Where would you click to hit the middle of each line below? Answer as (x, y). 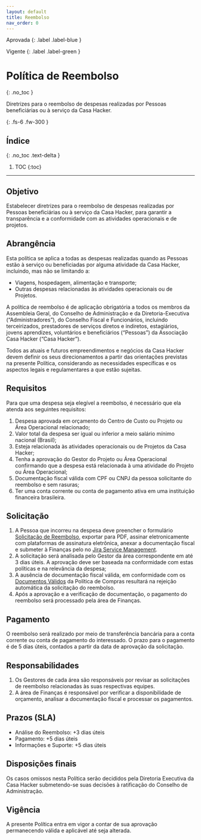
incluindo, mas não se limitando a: (48, 271)
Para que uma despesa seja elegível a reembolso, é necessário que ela (94, 403)
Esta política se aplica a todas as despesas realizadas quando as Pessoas (97, 258)
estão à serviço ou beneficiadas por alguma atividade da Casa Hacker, (93, 264)
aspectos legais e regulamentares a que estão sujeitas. (74, 369)
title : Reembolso (28, 17)
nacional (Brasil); (36, 440)
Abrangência (31, 244)
